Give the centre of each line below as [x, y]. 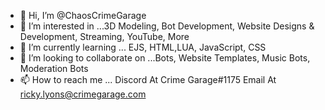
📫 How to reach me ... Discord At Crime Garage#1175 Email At [148, 79]
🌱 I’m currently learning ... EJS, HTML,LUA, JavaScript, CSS [143, 47]
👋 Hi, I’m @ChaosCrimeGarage [83, 15]
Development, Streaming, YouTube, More [104, 36]
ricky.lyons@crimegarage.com [83, 94]
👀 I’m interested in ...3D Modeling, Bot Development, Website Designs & [167, 26]
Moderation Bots [54, 68]
